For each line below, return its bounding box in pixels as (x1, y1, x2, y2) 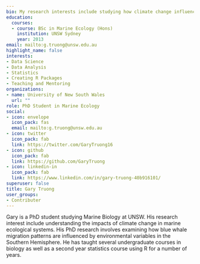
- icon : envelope (6, 114, 49, 120)
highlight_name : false (6, 48, 62, 54)
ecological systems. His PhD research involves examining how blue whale (6, 226, 187, 233)
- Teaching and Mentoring (6, 81, 70, 87)
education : (6, 14, 33, 20)
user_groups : (6, 191, 39, 197)
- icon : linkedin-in (6, 164, 58, 170)
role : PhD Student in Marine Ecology (6, 103, 100, 109)
